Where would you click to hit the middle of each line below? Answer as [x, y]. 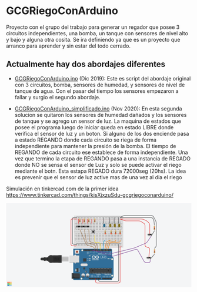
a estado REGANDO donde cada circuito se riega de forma [86, 140]
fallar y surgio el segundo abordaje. [58, 97]
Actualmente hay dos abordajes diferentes [86, 64]
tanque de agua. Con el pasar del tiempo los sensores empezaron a [96, 91]
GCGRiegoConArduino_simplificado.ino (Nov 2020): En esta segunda [98, 108]
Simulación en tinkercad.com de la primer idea [62, 189]
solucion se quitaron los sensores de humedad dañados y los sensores [101, 115]
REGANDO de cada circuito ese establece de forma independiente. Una [101, 152]
